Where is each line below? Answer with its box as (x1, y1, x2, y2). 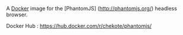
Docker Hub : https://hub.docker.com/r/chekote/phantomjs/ (6, 23, 152, 29)
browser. (6, 11, 28, 18)
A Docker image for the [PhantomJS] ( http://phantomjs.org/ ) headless (6, 5, 177, 12)
